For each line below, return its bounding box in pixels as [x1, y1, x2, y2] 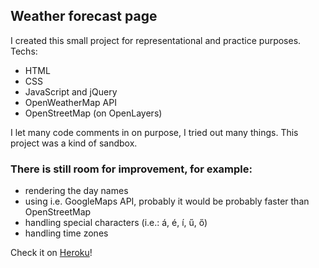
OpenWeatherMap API [24, 96, 117, 108]
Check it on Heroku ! [10, 247, 93, 259]
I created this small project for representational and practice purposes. [10, 34, 302, 46]
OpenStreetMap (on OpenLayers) [24, 107, 163, 119]
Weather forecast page [10, 8, 158, 25]
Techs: [10, 45, 38, 57]
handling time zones [24, 227, 109, 239]
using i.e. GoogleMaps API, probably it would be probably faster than [24, 195, 310, 208]
